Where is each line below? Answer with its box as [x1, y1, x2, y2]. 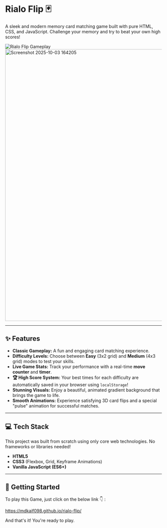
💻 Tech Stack [5, 422, 49, 431]
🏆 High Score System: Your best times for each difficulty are [12, 374, 139, 381]
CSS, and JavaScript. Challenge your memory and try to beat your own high [5, 28, 161, 34]
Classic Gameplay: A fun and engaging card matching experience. [12, 348, 150, 354]
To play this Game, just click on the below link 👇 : [5, 496, 106, 503]
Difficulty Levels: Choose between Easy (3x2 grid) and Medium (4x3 [12, 353, 156, 359]
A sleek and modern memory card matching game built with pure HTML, [5, 23, 153, 29]
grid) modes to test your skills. [12, 358, 75, 364]
